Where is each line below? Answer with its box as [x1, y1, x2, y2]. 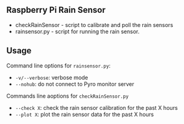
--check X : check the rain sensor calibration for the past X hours [15, 104, 178, 111]
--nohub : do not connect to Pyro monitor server [15, 80, 134, 88]
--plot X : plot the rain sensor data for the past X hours [15, 110, 155, 118]
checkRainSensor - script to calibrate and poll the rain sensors [15, 21, 174, 28]
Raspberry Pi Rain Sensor [6, 5, 106, 15]
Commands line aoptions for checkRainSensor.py [6, 92, 129, 99]
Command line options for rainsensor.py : [6, 61, 111, 69]
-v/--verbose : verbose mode [15, 74, 88, 81]
